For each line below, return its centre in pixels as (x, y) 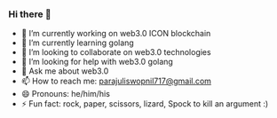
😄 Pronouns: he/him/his (65, 94)
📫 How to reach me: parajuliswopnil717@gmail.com (116, 81)
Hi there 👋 (30, 14)
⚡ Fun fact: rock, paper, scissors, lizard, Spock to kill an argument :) (145, 104)
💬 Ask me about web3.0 (65, 71)
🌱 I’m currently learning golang (77, 43)
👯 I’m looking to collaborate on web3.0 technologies (116, 52)
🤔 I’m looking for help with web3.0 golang (97, 62)
